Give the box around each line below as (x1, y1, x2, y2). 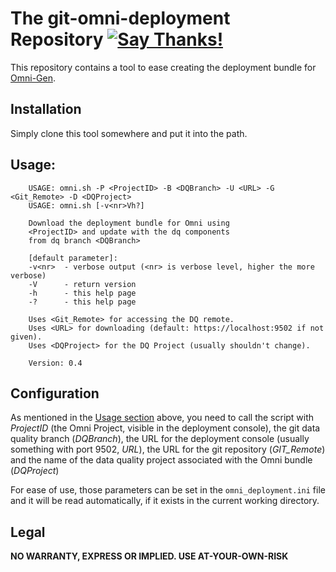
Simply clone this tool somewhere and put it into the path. (10, 127, 248, 139)
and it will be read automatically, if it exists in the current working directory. (10, 495, 320, 507)
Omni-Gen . (10, 72, 56, 84)
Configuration (10, 385, 100, 402)
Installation (10, 101, 82, 118)
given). (10, 332, 43, 342)
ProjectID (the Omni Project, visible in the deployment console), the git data (10, 422, 321, 434)
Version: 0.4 (28, 358, 83, 368)
